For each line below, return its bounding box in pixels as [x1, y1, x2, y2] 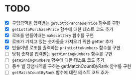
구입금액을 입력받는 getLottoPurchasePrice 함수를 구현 [11, 20, 121, 26]
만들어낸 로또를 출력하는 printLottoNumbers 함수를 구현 [11, 45, 121, 51]
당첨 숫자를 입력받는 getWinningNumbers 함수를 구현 [11, 51, 113, 57]
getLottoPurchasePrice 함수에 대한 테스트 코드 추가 [11, 26, 114, 32]
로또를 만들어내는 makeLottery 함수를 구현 [11, 33, 94, 39]
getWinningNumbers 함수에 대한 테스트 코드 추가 [11, 57, 105, 63]
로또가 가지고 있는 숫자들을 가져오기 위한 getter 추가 [11, 39, 114, 44]
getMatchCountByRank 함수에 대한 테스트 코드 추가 [11, 70, 109, 76]
